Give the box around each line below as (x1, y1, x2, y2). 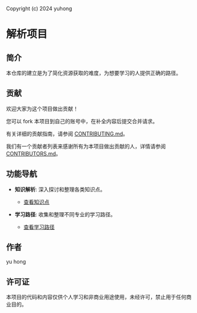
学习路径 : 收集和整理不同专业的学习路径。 (14, 210, 116, 218)
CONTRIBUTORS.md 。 (6, 150, 62, 157)
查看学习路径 (23, 223, 55, 230)
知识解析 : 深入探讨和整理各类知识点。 (14, 186, 106, 193)
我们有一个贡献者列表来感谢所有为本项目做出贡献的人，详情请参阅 (6, 143, 166, 150)
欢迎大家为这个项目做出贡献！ (6, 105, 78, 112)
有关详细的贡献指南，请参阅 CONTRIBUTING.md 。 (6, 130, 128, 137)
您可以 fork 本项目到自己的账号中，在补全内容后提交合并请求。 (6, 117, 158, 124)
